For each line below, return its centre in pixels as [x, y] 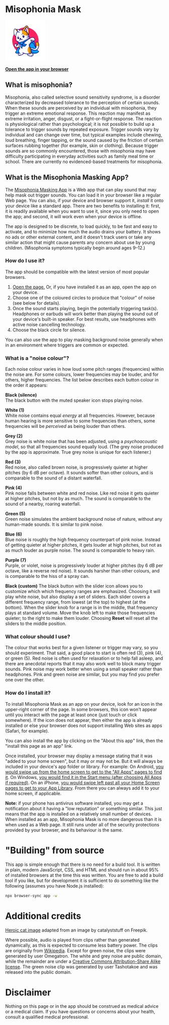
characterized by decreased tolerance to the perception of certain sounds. [82, 103]
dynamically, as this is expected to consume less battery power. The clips [81, 945]
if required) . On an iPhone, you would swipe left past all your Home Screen [82, 783]
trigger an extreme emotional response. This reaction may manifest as [78, 113]
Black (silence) [21, 395]
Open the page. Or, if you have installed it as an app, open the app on [84, 287]
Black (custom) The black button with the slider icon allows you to [74, 586]
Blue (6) [14, 534]
